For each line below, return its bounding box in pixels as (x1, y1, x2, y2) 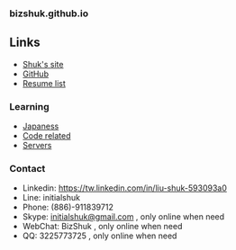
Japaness (22, 121, 59, 132)
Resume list (22, 77, 66, 88)
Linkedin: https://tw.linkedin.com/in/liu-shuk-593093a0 (22, 183, 228, 193)
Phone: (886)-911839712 (22, 201, 114, 213)
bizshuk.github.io (9, 7, 89, 20)
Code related (22, 130, 71, 141)
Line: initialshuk (22, 192, 81, 203)
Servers (22, 140, 52, 151)
